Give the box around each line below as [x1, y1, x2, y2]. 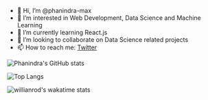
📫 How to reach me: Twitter [16, 43, 97, 51]
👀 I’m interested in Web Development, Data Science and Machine [16, 14, 201, 22]
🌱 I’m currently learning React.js [16, 28, 108, 36]
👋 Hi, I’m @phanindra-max [16, 7, 92, 14]
